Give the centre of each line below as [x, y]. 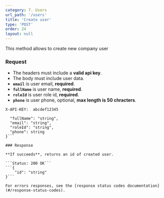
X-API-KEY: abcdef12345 [32, 110]
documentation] [143, 186]
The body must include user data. [49, 78]
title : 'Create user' [29, 19]
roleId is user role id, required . [46, 95]
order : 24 [16, 29]
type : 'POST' [19, 24]
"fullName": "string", [34, 118]
